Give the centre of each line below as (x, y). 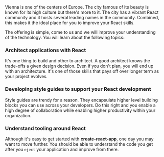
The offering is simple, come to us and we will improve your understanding (80, 32)
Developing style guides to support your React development (78, 89)
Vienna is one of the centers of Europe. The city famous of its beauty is (77, 7)
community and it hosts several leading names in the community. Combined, (82, 17)
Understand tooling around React (46, 128)
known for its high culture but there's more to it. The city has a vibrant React (82, 12)
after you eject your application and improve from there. (62, 149)
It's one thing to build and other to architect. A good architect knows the (78, 61)
